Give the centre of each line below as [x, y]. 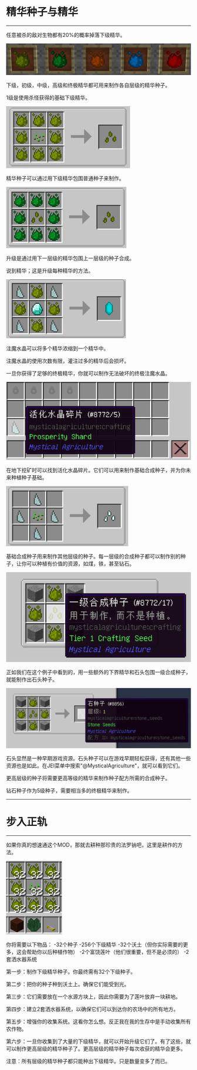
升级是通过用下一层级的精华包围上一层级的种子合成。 [70, 258]
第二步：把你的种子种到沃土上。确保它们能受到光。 [68, 984]
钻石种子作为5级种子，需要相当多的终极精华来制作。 [69, 791]
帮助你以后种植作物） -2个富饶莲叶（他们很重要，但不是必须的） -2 [108, 952]
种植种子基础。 [29, 477]
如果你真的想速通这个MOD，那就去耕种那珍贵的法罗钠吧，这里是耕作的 [92, 845]
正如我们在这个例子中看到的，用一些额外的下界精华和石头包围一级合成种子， [98, 672]
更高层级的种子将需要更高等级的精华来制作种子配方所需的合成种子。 [88, 778]
